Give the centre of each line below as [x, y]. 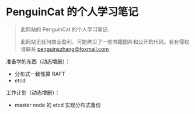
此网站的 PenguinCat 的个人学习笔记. [65, 29]
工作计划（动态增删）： [33, 92]
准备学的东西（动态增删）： [38, 61]
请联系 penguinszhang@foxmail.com [65, 49]
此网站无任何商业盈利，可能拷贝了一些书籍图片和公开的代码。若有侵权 [105, 42]
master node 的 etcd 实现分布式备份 [58, 105]
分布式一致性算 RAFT [40, 74]
